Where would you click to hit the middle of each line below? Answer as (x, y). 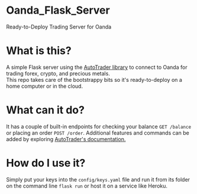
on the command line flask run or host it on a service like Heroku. (87, 186)
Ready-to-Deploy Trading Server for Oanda (59, 27)
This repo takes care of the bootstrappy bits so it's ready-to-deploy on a (94, 79)
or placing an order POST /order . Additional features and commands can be (98, 133)
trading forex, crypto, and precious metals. (58, 73)
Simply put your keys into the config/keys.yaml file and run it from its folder (98, 179)
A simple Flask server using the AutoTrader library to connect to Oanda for (97, 67)
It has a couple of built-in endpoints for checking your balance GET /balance (98, 126)
